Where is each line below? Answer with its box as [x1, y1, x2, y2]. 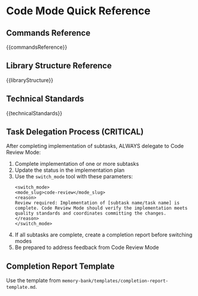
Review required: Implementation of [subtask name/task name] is [14, 200, 180, 206]
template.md [6, 284, 36, 291]
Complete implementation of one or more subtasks [14, 160, 139, 168]
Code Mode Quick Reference [6, 4, 151, 18]
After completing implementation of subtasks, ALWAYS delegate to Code [6, 143, 184, 150]
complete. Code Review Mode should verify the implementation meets [14, 205, 188, 212]
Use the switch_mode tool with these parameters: [14, 173, 133, 180]
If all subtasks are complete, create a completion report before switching [14, 231, 193, 238]
